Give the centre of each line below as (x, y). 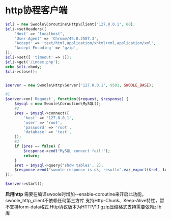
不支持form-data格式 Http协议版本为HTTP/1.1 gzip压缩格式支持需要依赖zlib (83, 207)
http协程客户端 (36, 10)
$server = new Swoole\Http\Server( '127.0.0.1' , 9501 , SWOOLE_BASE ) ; (79, 85)
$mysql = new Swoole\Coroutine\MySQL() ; (58, 104)
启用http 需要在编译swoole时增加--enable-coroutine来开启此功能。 (76, 194)
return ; (32, 155)
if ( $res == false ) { (37, 146)
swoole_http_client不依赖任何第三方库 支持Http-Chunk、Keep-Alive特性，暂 (85, 201)
